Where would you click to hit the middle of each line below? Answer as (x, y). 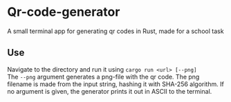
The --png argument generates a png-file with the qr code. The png (103, 76)
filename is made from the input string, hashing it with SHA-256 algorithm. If (116, 84)
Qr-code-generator (64, 12)
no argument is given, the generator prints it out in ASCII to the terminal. (110, 91)
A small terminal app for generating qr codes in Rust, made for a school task (115, 31)
